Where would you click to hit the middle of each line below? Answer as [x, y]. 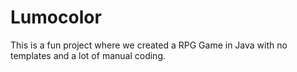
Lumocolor [56, 17]
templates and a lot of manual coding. [88, 55]
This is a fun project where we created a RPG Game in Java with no [149, 45]
